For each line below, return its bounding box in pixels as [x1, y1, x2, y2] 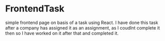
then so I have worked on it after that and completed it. [5, 30, 119, 36]
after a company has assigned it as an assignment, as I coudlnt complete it [5, 24, 160, 30]
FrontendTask [5, 3, 64, 14]
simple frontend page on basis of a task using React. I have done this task [5, 19, 158, 25]
